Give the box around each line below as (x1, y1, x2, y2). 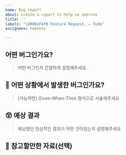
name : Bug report (5, 7, 42, 13)
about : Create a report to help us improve (5, 12, 98, 17)
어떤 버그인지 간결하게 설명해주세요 (17, 64, 86, 70)
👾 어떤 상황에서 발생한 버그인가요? (5, 81, 104, 90)
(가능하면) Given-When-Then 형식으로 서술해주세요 (17, 95, 119, 101)
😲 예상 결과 (5, 111, 40, 120)
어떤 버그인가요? (5, 50, 53, 59)
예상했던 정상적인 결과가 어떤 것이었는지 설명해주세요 (17, 125, 121, 131)
